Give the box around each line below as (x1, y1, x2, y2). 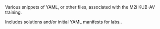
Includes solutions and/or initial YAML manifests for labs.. (5, 19, 122, 25)
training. (5, 9, 22, 15)
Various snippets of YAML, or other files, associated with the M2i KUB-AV (5, 4, 155, 10)
